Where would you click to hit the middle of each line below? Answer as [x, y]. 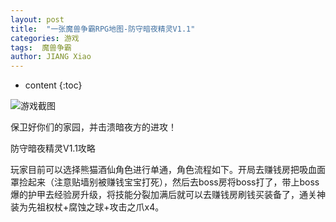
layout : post [37, 19]
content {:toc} [53, 85]
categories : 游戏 [45, 38]
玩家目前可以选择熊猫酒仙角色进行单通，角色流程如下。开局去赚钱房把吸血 [163, 170]
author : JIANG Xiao [51, 57]
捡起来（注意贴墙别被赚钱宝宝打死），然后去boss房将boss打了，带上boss [169, 182]
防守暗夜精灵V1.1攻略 [53, 148]
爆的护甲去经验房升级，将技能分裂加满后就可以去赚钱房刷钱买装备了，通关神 [168, 195]
